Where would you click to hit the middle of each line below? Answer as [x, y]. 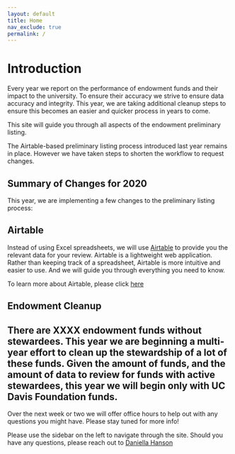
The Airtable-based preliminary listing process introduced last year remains [117, 146]
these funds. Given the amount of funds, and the [116, 364]
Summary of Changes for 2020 [77, 183]
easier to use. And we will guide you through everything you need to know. [116, 270]
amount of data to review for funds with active [111, 374]
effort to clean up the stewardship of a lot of [128, 352]
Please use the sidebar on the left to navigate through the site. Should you [115, 435]
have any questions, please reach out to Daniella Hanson [90, 443]
